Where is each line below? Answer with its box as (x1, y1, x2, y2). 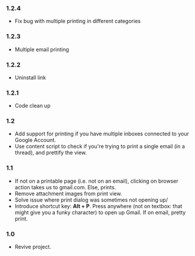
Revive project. (14, 244, 51, 251)
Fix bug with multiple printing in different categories (14, 18, 141, 25)
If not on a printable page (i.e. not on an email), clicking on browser (14, 177, 178, 184)
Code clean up (14, 102, 51, 109)
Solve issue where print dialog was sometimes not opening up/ (14, 196, 168, 203)
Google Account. (14, 137, 56, 144)
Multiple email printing (14, 46, 69, 53)
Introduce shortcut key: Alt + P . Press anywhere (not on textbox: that (14, 202, 183, 209)
